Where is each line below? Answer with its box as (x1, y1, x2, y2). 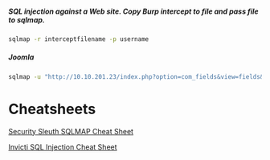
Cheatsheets (8, 100, 96, 118)
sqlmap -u (8, 72, 42, 80)
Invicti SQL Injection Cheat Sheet (8, 142, 118, 152)
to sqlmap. (8, 14, 46, 24)
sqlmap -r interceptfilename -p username (8, 35, 149, 43)
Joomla (8, 52, 35, 62)
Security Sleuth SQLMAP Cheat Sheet (8, 126, 134, 136)
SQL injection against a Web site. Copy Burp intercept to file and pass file (8, 6, 259, 16)
